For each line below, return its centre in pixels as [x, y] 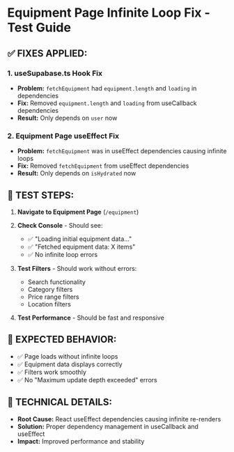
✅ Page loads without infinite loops [68, 356]
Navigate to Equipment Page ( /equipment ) [78, 212]
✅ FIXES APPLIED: [47, 53]
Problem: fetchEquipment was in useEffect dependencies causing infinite [122, 151]
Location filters [49, 304]
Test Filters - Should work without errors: [77, 268]
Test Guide [39, 28]
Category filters [50, 289]
